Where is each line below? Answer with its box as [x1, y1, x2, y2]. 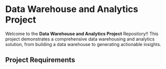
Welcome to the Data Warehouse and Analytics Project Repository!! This [5, 30, 158, 36]
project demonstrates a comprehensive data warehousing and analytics [5, 36, 155, 42]
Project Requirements [5, 56, 75, 64]
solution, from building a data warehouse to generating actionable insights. [5, 41, 161, 47]
